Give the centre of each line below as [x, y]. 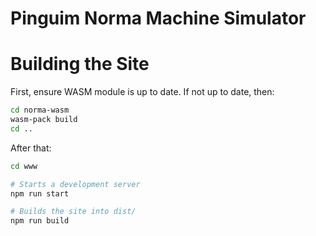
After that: [31, 148]
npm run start [40, 193]
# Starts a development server [75, 184]
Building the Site [80, 64]
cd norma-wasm [40, 110]
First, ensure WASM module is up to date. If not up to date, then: [142, 92]
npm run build [40, 221]
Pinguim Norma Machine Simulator [158, 18]
